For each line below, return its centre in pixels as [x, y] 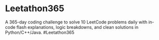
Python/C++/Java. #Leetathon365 [40, 32]
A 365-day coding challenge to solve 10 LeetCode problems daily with [76, 22]
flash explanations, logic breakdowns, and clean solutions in [78, 27]
